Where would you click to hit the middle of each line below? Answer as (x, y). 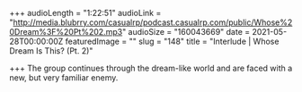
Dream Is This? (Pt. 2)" (51, 51)
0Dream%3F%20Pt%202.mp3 (66, 32)
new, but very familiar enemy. (64, 78)
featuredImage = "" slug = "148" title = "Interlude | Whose (172, 41)
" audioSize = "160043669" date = (186, 32)
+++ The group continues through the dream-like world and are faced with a (151, 68)
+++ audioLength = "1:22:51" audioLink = (85, 13)
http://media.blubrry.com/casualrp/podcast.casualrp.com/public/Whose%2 (153, 22)
